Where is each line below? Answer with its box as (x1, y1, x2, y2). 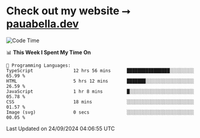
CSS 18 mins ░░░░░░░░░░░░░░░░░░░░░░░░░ (6, 99, 195, 105)
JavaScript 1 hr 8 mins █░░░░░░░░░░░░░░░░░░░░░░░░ (6, 88, 195, 95)
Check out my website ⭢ (6, 4, 131, 18)
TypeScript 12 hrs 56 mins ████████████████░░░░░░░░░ (6, 67, 195, 74)
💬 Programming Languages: (6, 62, 71, 68)
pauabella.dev (6, 17, 79, 31)
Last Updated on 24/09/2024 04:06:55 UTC (6, 125, 115, 132)
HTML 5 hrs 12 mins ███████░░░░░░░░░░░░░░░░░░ (6, 78, 195, 84)
